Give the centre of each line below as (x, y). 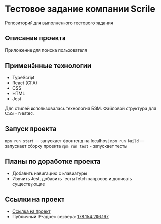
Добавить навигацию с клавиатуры (50, 173)
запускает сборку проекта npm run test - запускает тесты (66, 146)
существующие (29, 184)
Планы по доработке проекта (53, 161)
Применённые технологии (48, 66)
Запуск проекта (31, 129)
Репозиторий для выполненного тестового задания (59, 23)
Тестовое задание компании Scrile (80, 9)
